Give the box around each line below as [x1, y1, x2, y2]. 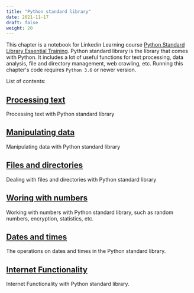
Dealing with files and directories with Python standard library [6, 176, 157, 183]
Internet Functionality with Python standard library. [6, 281, 130, 288]
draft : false [6, 19, 38, 25]
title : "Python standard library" [6, 8, 92, 15]
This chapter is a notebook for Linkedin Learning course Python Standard [6, 41, 185, 48]
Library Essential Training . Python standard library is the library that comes [6, 48, 188, 55]
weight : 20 [6, 25, 33, 31]
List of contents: [6, 78, 46, 85]
